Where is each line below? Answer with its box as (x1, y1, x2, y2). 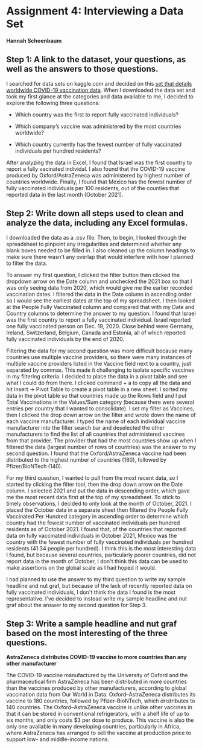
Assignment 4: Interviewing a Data (6, 4, 184, 18)
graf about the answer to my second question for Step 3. (6, 601, 147, 608)
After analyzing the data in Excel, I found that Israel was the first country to (6, 159, 192, 166)
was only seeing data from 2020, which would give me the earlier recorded (6, 284, 193, 291)
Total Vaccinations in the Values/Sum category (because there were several (6, 398, 195, 406)
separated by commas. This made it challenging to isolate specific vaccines (6, 366, 195, 374)
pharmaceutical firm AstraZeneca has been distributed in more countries (6, 678, 187, 686)
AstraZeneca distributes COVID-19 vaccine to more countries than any (6, 654, 187, 661)
